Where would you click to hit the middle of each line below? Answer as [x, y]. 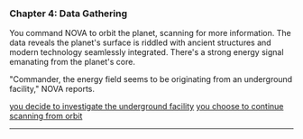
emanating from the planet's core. [72, 62]
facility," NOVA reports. [52, 89]
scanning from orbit [46, 116]
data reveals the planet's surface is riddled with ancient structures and [141, 42]
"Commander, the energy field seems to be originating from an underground [151, 79]
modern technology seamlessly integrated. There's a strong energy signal [147, 52]
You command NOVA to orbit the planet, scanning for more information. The [150, 33]
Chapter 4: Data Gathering [69, 14]
